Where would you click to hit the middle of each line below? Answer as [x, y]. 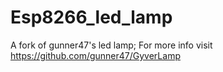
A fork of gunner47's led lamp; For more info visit [111, 45]
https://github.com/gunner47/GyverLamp [95, 55]
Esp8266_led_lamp [91, 17]
